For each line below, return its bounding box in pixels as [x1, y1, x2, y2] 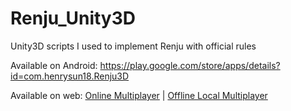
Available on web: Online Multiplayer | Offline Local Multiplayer [10, 89, 268, 101]
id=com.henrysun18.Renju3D [10, 70, 130, 82]
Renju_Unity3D [10, 7, 136, 30]
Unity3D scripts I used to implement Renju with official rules [10, 40, 257, 52]
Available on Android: [10, 59, 98, 71]
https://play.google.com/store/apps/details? [99, 59, 281, 71]
